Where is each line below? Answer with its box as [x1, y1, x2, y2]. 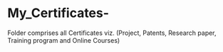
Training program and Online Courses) [7, 36, 120, 44]
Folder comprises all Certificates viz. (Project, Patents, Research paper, [7, 28, 217, 37]
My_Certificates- [7, 5, 109, 21]
